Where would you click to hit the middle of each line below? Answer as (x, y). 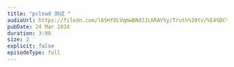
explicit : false (31, 46)
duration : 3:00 (29, 33)
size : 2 (18, 40)
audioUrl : (22, 20)
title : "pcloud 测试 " (39, 14)
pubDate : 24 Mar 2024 (39, 27)
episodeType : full (34, 53)
